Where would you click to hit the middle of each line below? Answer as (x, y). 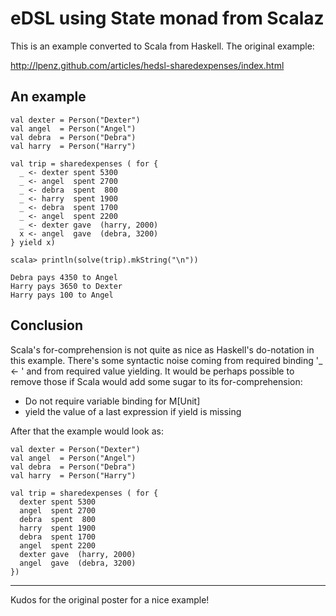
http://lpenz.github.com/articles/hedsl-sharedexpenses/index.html (147, 65)
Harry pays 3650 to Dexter (66, 286)
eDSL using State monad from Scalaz (167, 18)
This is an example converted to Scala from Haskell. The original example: (162, 46)
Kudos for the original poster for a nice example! (110, 599)
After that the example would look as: (87, 431)
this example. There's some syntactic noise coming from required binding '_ (166, 360)
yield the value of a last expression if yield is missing (133, 411)
